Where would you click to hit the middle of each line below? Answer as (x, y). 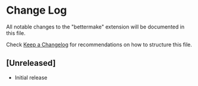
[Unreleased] (31, 63)
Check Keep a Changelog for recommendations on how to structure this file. (99, 44)
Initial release (31, 77)
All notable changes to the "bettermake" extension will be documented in (95, 27)
